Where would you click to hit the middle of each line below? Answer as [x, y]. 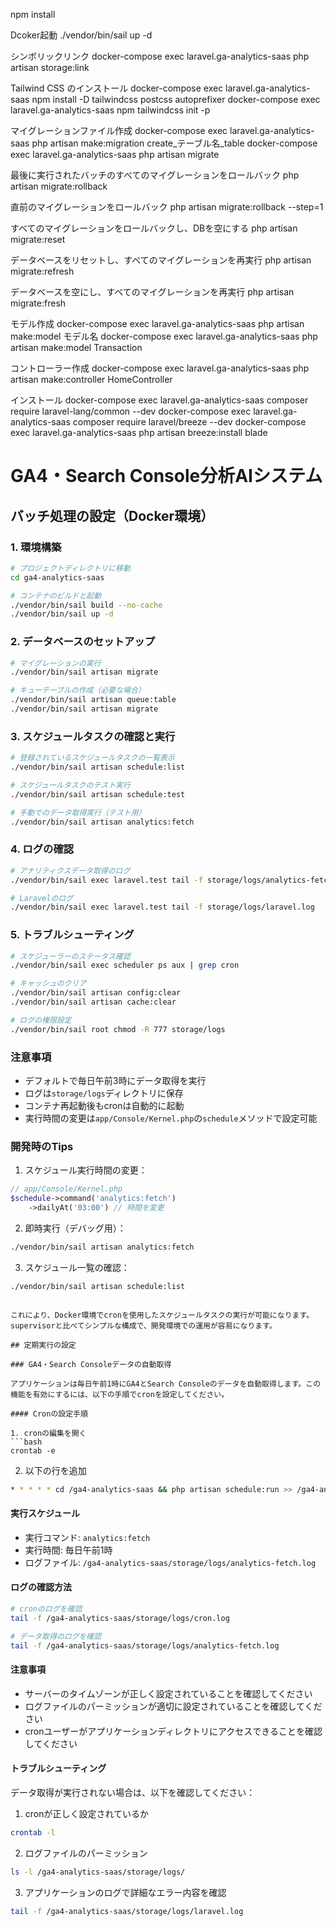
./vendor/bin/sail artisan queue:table [93, 700]
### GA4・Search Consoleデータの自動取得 [91, 1364]
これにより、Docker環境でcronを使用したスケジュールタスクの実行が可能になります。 [162, 1315]
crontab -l [33, 1832]
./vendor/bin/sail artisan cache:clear [93, 1002]
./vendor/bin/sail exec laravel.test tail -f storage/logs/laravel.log [162, 907]
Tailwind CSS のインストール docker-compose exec [117, 88]
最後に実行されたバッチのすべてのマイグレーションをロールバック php [155, 175]
